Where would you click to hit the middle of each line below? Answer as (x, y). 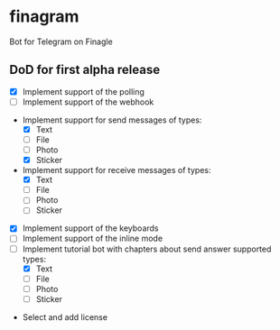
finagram (44, 17)
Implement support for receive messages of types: (117, 170)
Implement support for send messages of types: (112, 120)
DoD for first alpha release (85, 70)
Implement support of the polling (83, 91)
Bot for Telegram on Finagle (61, 41)
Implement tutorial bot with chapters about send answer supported (147, 249)
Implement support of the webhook (88, 102)
